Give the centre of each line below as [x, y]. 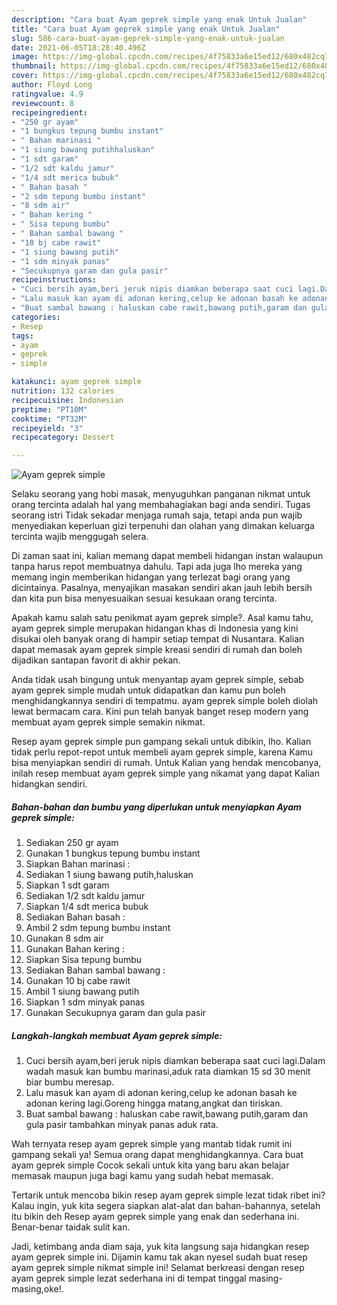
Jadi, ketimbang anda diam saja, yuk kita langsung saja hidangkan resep [160, 1247]
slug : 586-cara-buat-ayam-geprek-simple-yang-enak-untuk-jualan [148, 38]
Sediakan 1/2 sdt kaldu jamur [85, 896]
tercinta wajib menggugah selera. [80, 537]
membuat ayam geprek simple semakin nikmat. [108, 722]
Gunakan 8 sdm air [64, 938]
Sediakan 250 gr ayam [72, 843]
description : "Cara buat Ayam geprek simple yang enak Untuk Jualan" [159, 19]
